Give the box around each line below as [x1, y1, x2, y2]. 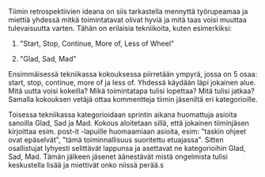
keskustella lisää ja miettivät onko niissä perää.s [8, 160, 165, 169]
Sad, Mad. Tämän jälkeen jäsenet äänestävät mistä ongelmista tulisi [8, 152, 228, 161]
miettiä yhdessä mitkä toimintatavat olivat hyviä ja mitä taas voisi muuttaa [8, 15, 247, 24]
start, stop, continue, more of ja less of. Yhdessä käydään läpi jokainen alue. [8, 78, 256, 87]
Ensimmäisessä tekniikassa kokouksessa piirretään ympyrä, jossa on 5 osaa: [8, 70, 258, 78]
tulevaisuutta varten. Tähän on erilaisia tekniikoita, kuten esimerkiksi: [8, 24, 232, 32]
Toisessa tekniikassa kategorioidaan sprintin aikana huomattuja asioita [8, 110, 237, 119]
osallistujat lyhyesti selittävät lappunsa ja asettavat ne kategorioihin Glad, [8, 144, 246, 153]
